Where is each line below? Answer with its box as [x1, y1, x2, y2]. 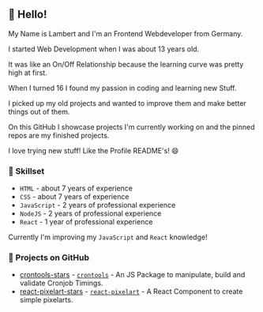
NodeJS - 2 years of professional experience [19, 209, 162, 218]
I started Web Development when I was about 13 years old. [8, 44, 200, 54]
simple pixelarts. [19, 295, 73, 305]
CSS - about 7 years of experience [19, 192, 130, 201]
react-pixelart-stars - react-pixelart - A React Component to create [19, 287, 243, 296]
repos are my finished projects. [8, 130, 110, 140]
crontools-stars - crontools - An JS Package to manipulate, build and [19, 270, 246, 280]
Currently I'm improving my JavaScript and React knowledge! [8, 232, 208, 242]
